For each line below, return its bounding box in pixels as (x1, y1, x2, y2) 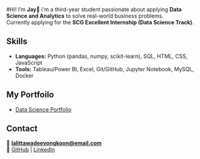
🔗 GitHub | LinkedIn (6, 146, 55, 154)
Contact (6, 124, 38, 134)
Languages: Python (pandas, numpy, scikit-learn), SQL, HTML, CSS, (15, 52, 188, 60)
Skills (6, 37, 27, 47)
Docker (15, 72, 34, 79)
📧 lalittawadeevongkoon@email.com (6, 140, 102, 147)
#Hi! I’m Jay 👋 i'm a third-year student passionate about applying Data (6, 6, 182, 13)
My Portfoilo (6, 90, 54, 100)
